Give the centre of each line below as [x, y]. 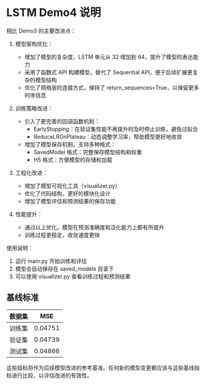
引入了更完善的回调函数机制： [62, 121]
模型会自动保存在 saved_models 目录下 [65, 268]
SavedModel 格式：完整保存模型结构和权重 [88, 152]
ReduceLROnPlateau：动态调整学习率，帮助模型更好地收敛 [108, 136]
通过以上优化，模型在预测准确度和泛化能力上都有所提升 [94, 227]
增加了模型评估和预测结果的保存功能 [70, 201]
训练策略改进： [34, 108]
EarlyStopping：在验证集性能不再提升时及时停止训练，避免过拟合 [116, 129]
